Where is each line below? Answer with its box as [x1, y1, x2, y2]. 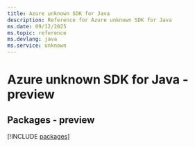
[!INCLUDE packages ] [7, 133, 70, 140]
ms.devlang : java [7, 36, 58, 43]
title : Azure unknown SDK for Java [7, 10, 110, 17]
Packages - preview [7, 114, 95, 126]
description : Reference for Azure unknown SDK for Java [7, 17, 172, 23]
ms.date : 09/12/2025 [7, 23, 67, 30]
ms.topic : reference [7, 29, 67, 37]
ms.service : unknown [7, 42, 67, 49]
